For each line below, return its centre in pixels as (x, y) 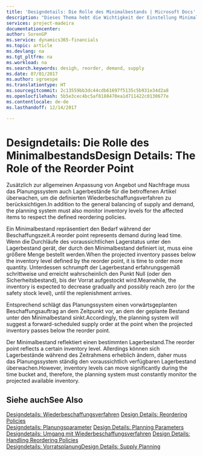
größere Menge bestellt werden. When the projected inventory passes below (101, 255)
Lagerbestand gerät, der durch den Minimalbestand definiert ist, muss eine (100, 248)
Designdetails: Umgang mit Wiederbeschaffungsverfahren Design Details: (98, 434)
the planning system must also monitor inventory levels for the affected (95, 211)
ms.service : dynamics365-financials (52, 40)
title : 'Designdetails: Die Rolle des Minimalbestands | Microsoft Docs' (101, 12)
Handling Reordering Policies (42, 440)
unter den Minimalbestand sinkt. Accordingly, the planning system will (93, 318)
